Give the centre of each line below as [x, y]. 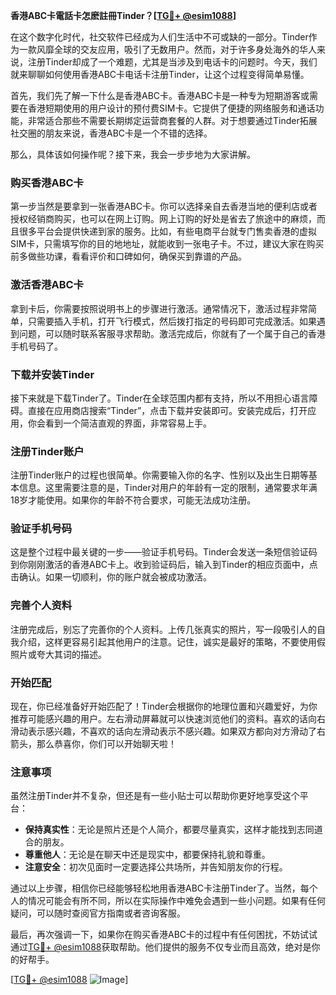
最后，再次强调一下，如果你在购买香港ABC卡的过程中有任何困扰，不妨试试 [164, 935]
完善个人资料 [41, 606]
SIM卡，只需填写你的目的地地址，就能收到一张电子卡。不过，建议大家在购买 [167, 244]
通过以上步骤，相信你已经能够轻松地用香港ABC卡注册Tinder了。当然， [155, 888]
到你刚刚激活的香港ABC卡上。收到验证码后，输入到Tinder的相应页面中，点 [164, 565]
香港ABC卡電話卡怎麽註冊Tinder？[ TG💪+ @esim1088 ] [123, 15]
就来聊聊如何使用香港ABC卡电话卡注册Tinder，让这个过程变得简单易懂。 [160, 74]
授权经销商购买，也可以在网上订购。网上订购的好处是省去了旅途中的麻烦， [163, 219]
